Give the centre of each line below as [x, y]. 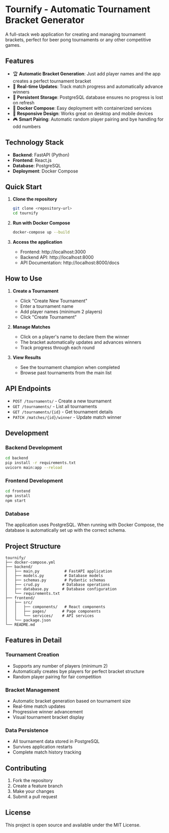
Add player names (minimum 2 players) [61, 311]
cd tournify [25, 213]
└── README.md [20, 624]
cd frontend [18, 491]
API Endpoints [28, 389]
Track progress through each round [57, 348]
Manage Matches [31, 327]
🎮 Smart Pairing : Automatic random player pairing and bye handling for [88, 119]
